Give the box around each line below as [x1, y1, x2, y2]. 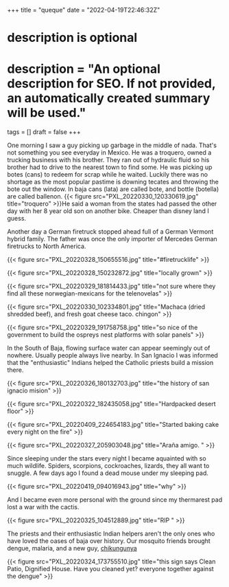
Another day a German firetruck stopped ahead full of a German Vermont [7, 228, 214, 236]
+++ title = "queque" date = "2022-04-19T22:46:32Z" [7, 6, 160, 14]
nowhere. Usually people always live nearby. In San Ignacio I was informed [7, 351, 218, 359]
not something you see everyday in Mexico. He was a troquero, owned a [7, 148, 212, 157]
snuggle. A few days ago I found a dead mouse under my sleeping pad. [7, 469, 209, 477]
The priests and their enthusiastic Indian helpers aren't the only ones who [7, 529, 215, 538]
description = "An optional [7, 61, 161, 77]
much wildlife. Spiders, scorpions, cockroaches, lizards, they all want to [7, 462, 210, 470]
